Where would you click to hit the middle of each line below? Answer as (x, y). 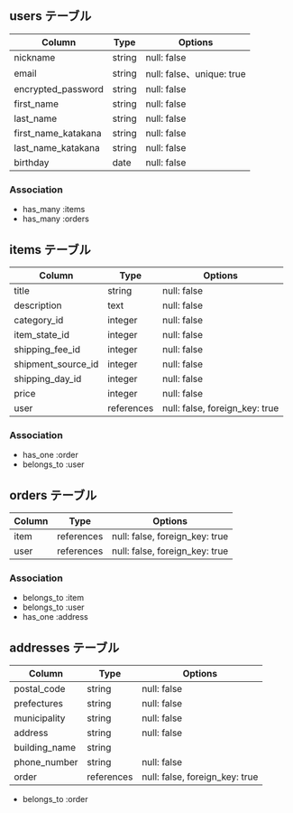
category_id (39, 320)
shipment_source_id (56, 364)
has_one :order (50, 455)
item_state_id (42, 334)
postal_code (40, 689)
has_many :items (54, 210)
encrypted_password (59, 89)
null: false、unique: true (196, 73)
